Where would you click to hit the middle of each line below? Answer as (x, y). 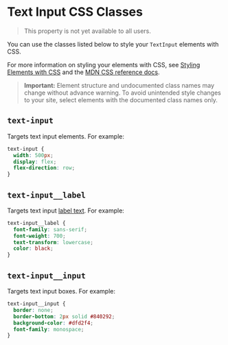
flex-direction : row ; (44, 168)
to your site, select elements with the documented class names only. (121, 99)
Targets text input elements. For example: (66, 136)
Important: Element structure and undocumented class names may (119, 85)
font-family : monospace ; (49, 329)
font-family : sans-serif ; (50, 229)
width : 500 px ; (33, 155)
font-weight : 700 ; (40, 236)
